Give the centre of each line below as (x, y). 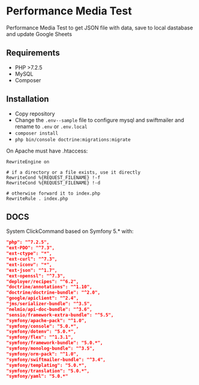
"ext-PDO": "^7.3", (31, 248)
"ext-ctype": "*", (29, 253)
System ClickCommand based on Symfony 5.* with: (70, 231)
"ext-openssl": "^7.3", (36, 276)
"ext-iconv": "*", (29, 265)
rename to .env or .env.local (51, 126)
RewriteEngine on (28, 162)
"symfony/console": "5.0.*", (43, 326)
